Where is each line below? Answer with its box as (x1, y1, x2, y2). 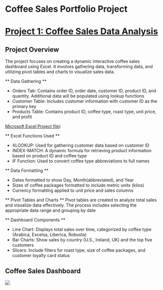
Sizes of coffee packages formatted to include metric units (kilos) (12, 183, 144, 188)
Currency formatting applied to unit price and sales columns (12, 187, 134, 193)
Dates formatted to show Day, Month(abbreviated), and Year (12, 177, 134, 183)
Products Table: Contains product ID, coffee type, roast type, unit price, (12, 109, 157, 115)
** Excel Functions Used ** (5, 133, 60, 139)
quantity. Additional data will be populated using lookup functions (12, 93, 144, 99)
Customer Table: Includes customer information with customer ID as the (12, 98, 158, 104)
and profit (12, 114, 32, 120)
